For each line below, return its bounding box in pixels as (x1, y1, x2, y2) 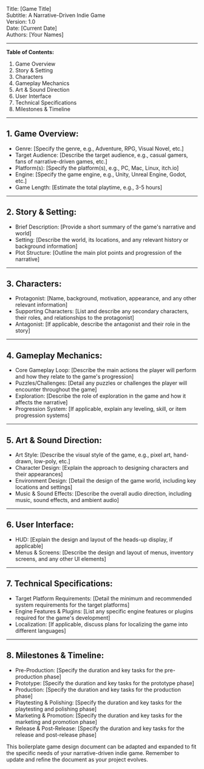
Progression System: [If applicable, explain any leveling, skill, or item (15, 405, 187, 413)
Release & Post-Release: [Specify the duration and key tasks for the (15, 725, 185, 732)
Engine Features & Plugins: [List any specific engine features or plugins (15, 607, 193, 615)
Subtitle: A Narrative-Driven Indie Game (6, 12, 106, 19)
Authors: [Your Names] (6, 31, 64, 38)
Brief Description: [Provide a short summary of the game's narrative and (15, 223, 196, 230)
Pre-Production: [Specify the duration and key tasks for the (15, 666, 163, 674)
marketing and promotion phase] (15, 718, 97, 725)
